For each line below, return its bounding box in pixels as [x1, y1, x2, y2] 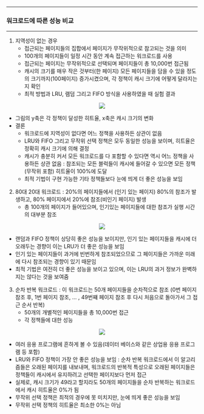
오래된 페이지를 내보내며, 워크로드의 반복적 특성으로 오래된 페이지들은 [31, 364, 195, 371]
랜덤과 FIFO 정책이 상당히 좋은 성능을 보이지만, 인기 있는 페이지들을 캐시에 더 [15, 235, 197, 243]
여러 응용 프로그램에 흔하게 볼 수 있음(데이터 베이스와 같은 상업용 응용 [15, 341, 179, 348]
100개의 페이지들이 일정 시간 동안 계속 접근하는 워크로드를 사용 [24, 52, 173, 59]
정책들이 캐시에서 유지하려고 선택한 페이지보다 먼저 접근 [15, 371, 147, 378]
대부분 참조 [30, 211, 57, 219]
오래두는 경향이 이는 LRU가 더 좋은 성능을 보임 [15, 243, 124, 250]
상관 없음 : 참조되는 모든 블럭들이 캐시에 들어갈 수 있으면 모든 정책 [40, 160, 196, 168]
